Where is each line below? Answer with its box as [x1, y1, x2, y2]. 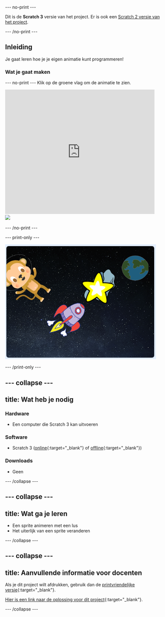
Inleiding [5, 43, 33, 51]
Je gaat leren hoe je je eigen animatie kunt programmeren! [5, 56, 124, 62]
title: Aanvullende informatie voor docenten [5, 568, 142, 577]
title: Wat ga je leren [5, 510, 68, 518]
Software [5, 434, 28, 441]
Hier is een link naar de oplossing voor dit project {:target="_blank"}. [5, 597, 143, 603]
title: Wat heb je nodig [5, 395, 74, 404]
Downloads [5, 458, 33, 464]
